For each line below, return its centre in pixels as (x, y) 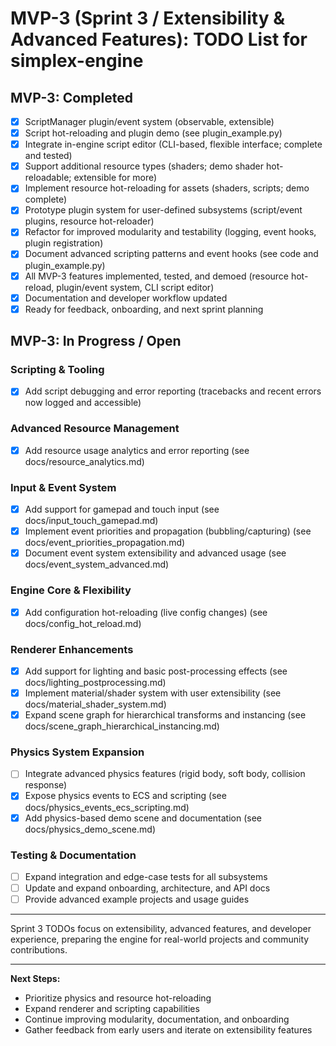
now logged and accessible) (83, 403)
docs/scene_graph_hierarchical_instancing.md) (122, 726)
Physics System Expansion (77, 752)
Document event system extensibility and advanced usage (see (155, 553)
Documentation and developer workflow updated (126, 298)
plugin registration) (64, 243)
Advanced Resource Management (95, 429)
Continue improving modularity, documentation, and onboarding (157, 1019)
